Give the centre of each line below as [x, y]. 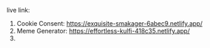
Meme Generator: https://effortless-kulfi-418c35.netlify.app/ [103, 31]
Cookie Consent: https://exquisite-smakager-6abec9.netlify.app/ [110, 23]
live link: [18, 10]
